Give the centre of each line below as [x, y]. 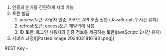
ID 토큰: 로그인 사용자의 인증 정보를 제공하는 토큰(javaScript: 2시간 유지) [90, 32]
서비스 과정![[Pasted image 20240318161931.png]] [63, 38]
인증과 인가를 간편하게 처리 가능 [43, 7]
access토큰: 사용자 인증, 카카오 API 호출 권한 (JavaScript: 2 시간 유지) [89, 20]
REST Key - [17, 48]
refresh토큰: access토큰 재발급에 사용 [57, 26]
